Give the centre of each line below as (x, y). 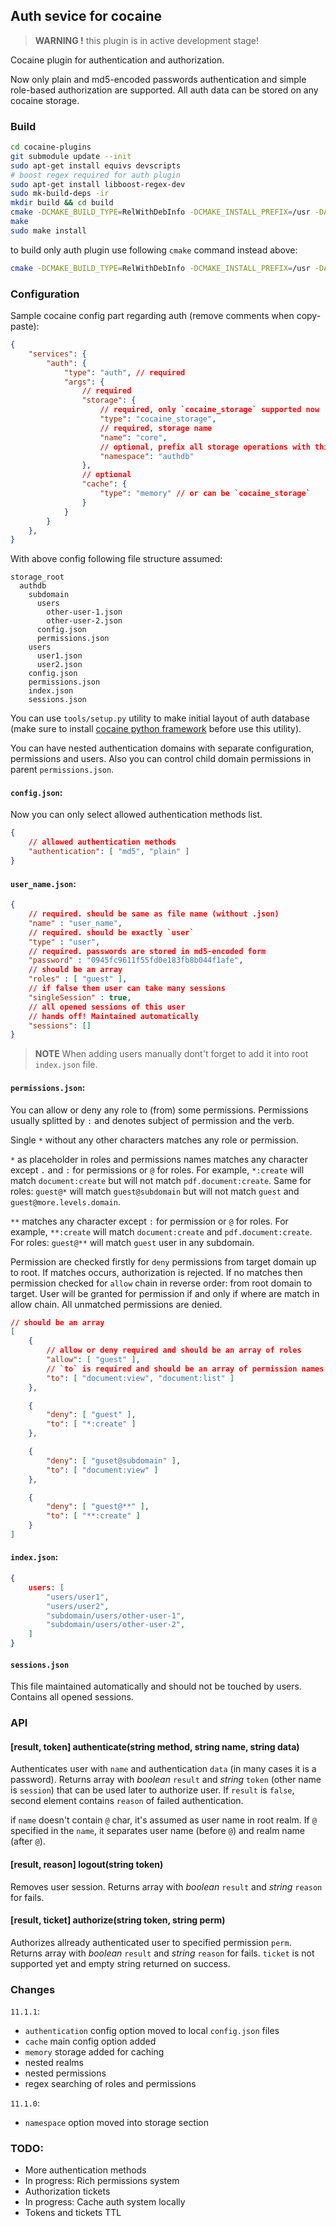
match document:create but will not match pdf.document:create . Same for (161, 1180)
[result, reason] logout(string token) (87, 1865)
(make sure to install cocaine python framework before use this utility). (156, 729)
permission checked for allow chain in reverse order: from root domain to (161, 1283)
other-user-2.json (84, 621)
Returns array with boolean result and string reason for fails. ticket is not (162, 1953)
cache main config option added (90, 2041)
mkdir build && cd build (62, 203)
